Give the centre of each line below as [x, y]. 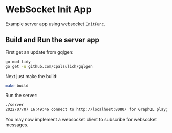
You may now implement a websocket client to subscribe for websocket [81, 120]
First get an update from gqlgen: [39, 52]
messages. [17, 125]
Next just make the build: [31, 76]
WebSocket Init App [49, 9]
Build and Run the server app [52, 40]
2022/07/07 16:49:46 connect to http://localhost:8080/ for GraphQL [80, 110]
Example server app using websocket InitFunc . [56, 24]
